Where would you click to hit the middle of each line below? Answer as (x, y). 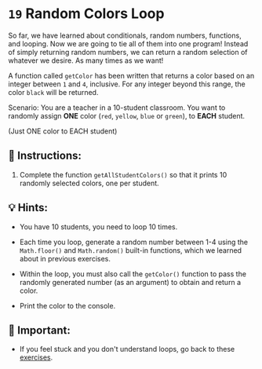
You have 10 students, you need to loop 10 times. (98, 227)
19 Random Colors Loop (86, 14)
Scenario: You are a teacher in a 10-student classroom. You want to (117, 108)
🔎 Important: (39, 330)
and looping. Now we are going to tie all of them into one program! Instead (128, 43)
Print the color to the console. (67, 305)
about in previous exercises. (65, 258)
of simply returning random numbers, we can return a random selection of (128, 52)
